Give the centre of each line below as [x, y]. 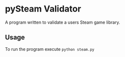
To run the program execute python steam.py [50, 49]
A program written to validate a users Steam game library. [62, 22]
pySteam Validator [43, 9]
